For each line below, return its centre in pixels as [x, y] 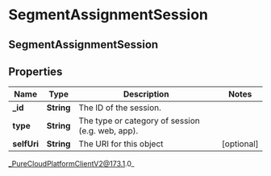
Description [146, 94]
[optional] [240, 144]
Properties [35, 71]
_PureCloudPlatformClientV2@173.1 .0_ [71, 164]
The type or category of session [139, 121]
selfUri [25, 144]
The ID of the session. [120, 108]
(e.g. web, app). [108, 131]
